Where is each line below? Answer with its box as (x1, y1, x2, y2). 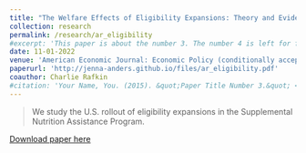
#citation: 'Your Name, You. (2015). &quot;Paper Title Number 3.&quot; (9, 81, 291, 90)
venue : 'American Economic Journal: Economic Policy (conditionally (9, 56, 275, 65)
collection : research (9, 22, 92, 31)
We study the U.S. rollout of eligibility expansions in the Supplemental (31, 106, 293, 117)
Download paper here (9, 133, 91, 144)
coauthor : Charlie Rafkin (9, 73, 107, 82)
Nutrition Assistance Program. (31, 116, 146, 127)
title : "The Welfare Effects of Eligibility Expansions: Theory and (9, 13, 275, 23)
